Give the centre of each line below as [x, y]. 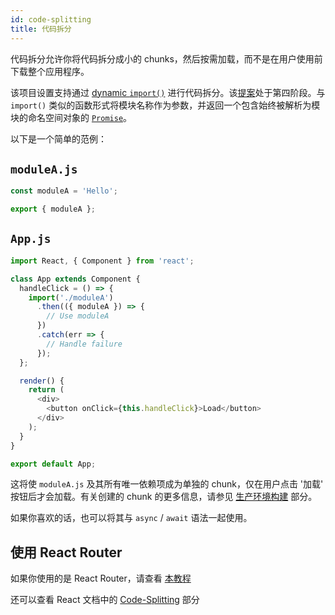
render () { [42, 381]
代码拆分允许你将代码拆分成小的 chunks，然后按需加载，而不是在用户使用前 [166, 58]
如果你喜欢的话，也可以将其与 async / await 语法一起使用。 [131, 518]
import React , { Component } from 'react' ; [102, 261]
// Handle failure [84, 344]
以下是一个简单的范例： [58, 138]
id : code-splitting [51, 19]
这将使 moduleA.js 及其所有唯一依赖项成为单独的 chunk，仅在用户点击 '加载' [167, 484]
